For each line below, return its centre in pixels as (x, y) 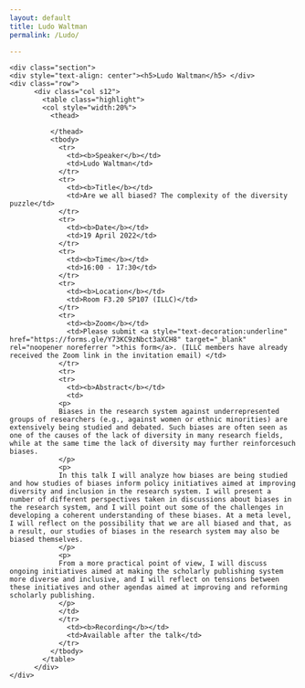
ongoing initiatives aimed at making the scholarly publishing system (147, 572)
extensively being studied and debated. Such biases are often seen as (148, 428)
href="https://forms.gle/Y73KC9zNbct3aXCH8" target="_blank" (128, 340)
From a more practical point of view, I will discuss (163, 564)
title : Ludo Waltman (49, 26)
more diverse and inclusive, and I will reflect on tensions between (145, 580)
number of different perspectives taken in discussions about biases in (151, 500)
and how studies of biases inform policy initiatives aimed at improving (153, 484)
